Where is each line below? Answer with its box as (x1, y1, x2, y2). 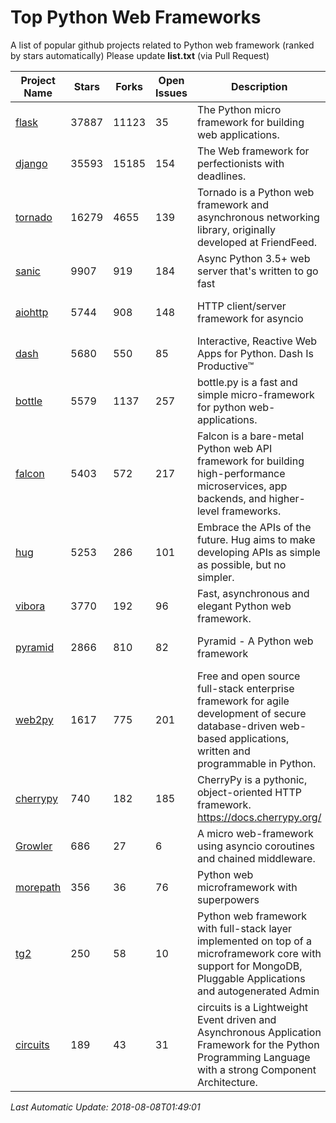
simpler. (196, 570, 235, 584)
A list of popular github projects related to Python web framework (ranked (10, 39, 315, 51)
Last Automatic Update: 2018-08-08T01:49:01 (10, 1101, 201, 1113)
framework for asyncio (196, 311, 304, 325)
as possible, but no (196, 557, 287, 571)
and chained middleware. (196, 851, 316, 865)
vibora (15, 599, 46, 613)
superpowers (196, 892, 260, 906)
